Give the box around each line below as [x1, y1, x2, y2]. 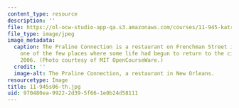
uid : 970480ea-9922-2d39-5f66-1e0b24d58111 [7, 90, 139, 97]
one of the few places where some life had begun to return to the [20, 50, 224, 58]
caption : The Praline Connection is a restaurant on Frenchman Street [14, 43, 228, 50]
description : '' [7, 17, 55, 24]
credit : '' [14, 63, 46, 70]
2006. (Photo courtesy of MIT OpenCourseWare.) [20, 57, 164, 64]
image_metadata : [7, 37, 55, 44]
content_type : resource [7, 10, 78, 18]
